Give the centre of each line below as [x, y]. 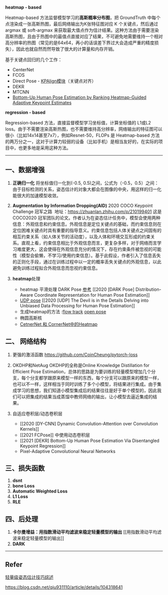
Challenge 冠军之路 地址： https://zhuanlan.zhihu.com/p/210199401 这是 [87, 211]
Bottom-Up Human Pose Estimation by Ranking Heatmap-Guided [79, 97]
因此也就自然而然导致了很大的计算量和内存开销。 [66, 49]
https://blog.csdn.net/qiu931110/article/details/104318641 [64, 587]
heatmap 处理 [26, 279]
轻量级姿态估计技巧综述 [29, 577]
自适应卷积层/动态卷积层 [37, 413]
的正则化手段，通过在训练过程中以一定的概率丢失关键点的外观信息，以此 [87, 262]
